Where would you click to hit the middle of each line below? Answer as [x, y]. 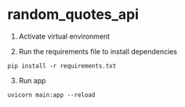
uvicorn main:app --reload [51, 95]
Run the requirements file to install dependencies [98, 51]
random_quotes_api [73, 15]
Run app [32, 80]
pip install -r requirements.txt [62, 66]
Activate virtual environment [64, 36]
